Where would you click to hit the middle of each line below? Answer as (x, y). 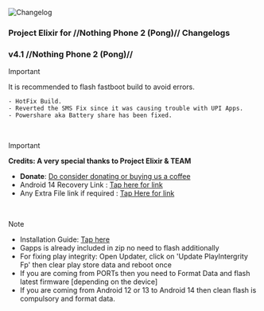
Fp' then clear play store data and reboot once (96, 265)
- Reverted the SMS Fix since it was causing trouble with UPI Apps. (126, 109)
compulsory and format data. (67, 299)
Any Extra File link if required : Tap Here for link (97, 193)
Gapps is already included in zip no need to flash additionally (120, 248)
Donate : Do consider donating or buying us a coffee (105, 177)
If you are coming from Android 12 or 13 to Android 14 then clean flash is (138, 290)
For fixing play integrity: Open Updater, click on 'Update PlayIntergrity (134, 257)
